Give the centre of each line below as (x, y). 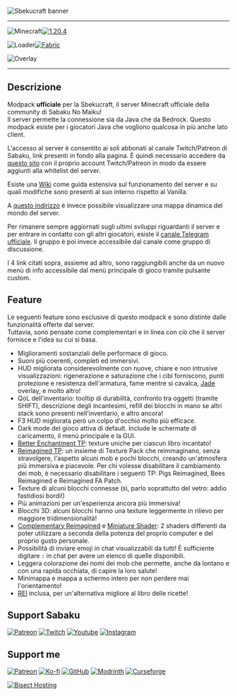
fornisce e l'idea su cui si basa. (52, 340)
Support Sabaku (44, 615)
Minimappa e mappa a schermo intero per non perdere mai (103, 578)
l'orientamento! (39, 585)
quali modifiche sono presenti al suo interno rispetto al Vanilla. (98, 191)
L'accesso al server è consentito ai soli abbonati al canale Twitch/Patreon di (117, 148)
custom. (19, 277)
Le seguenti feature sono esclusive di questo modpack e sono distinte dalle (117, 317)
